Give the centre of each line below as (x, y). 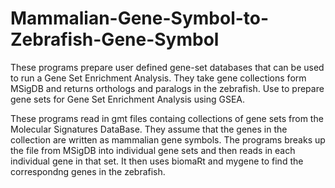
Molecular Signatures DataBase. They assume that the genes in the (149, 129)
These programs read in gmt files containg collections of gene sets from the (167, 118)
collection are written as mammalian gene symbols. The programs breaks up (168, 139)
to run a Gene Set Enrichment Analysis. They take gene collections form (158, 78)
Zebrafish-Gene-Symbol (115, 39)
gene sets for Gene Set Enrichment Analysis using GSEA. (128, 99)
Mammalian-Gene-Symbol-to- (140, 18)
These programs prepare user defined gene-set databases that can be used (167, 67)
